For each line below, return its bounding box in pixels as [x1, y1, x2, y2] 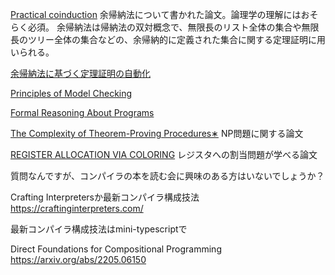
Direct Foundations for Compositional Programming [10, 243, 222, 255]
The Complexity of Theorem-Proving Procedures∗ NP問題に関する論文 [10, 128, 304, 139]
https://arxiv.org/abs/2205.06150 [10, 254, 147, 265]
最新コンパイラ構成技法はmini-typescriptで [10, 223, 188, 235]
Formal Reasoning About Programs [10, 107, 155, 118]
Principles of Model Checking [10, 88, 133, 99]
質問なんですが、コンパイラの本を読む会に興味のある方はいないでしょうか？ [10, 170, 325, 182]
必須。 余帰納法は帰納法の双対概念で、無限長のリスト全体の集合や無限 [27, 21, 320, 33]
